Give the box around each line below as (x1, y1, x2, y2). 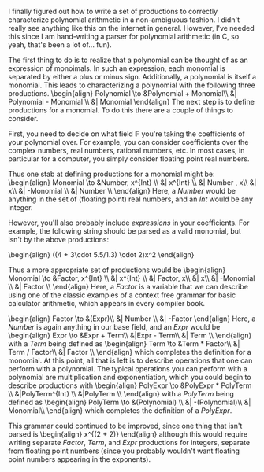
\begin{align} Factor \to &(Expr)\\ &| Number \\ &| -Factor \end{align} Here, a (8, 314, 256, 323)
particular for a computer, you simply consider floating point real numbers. (8, 154, 250, 164)
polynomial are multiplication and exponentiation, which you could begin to (8, 373, 251, 382)
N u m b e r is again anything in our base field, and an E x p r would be (8, 323, 221, 331)
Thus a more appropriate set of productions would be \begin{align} (8, 265, 226, 275)
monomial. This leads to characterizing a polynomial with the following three (8, 80, 256, 90)
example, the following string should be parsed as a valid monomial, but (8, 227, 242, 235)
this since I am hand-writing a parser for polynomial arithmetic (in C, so (8, 31, 240, 41)
